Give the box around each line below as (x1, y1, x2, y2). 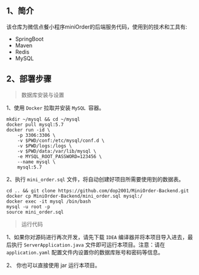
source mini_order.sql (6, 209, 64, 215)
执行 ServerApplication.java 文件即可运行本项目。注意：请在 (11, 241, 166, 248)
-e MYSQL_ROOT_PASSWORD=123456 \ (17, 153, 102, 159)
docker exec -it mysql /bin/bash (6, 198, 91, 204)
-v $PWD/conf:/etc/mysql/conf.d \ (17, 137, 105, 144)
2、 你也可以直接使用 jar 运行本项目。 (6, 261, 100, 269)
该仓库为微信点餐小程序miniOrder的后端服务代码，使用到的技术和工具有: (6, 23, 187, 30)
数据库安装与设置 (21, 91, 65, 99)
